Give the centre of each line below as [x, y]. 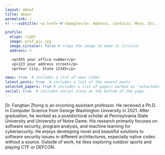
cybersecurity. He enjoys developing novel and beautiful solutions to [74, 131]
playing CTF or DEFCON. [30, 147]
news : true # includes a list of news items [52, 77]
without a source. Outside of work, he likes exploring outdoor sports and [78, 142]
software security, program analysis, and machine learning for [68, 126]
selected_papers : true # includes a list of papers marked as [70, 87]
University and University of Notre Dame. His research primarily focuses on [81, 121]
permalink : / [18, 19]
